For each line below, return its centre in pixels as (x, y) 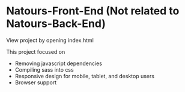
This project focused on (36, 51)
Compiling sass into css (44, 69)
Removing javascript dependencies (58, 63)
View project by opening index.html (50, 40)
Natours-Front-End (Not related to (93, 11)
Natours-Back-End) (56, 24)
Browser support (36, 82)
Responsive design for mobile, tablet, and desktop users (85, 76)
